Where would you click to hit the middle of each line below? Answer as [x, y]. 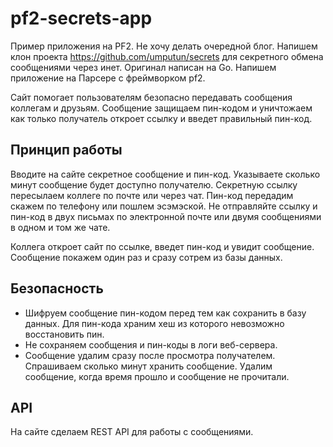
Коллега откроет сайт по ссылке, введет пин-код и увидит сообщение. [162, 246]
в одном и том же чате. [60, 227]
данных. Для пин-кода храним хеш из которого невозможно [154, 323]
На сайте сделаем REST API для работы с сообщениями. [132, 432]
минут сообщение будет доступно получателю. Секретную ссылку [154, 184]
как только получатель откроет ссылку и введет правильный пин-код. [161, 118]
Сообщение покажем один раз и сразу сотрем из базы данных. [146, 257]
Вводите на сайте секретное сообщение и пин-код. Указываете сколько [165, 174]
